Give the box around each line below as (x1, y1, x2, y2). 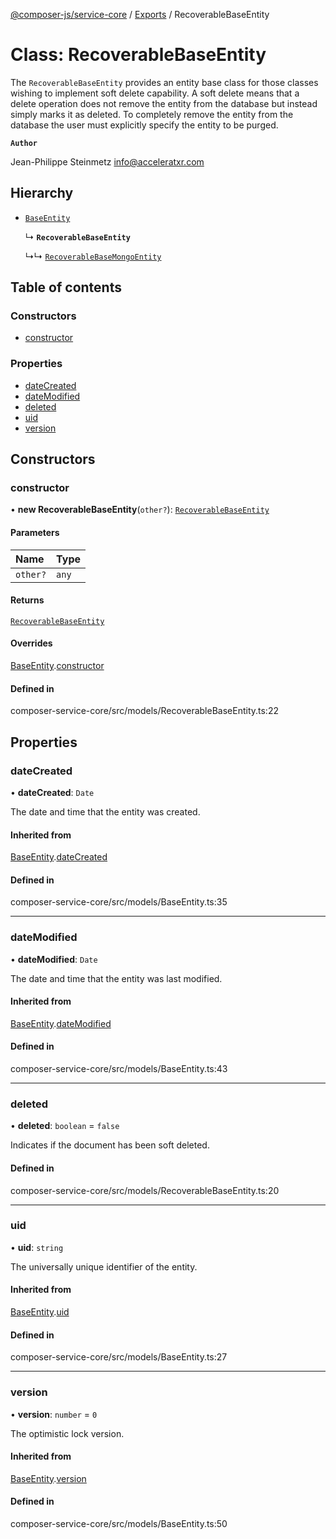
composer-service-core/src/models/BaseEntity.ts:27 (10, 1351, 228, 1363)
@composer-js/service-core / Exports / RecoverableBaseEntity (10, 9, 270, 20)
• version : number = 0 (10, 1408, 98, 1420)
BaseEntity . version (10, 1472, 87, 1484)
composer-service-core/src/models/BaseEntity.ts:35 (10, 896, 228, 908)
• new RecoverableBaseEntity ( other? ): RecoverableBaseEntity (10, 504, 270, 516)
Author (10, 138, 38, 148)
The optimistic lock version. (10, 1427, 125, 1439)
